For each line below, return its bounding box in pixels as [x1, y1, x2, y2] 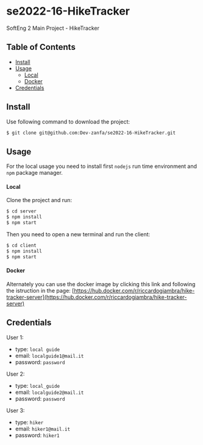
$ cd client [6, 242, 37, 249]
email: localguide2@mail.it [15, 388, 84, 396]
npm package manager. [6, 169, 63, 177]
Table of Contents [6, 42, 76, 52]
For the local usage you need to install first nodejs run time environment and [6, 163, 197, 170]
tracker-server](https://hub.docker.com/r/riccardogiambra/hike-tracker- [6, 293, 187, 301]
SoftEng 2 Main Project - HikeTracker [6, 24, 99, 32]
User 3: [6, 407, 25, 414]
